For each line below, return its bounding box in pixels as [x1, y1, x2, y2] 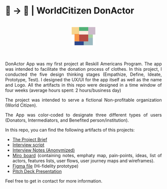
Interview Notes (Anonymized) [12, 147, 75, 153]
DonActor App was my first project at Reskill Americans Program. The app [5, 61, 162, 67]
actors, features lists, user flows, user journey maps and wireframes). [12, 158, 155, 164]
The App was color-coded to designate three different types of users [5, 112, 162, 118]
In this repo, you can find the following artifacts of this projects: [5, 127, 135, 133]
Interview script [12, 142, 45, 148]
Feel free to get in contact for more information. [5, 178, 103, 184]
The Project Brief [12, 137, 47, 143]
